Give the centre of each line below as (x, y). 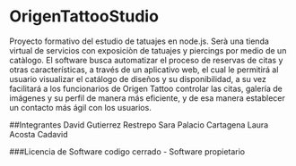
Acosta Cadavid (39, 134)
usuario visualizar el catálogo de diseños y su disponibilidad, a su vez (138, 79)
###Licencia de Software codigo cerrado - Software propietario (127, 151)
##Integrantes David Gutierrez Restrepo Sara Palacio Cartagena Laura (139, 124)
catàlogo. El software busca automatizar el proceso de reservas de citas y (146, 60)
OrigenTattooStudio (84, 17)
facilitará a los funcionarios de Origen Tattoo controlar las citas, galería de (146, 88)
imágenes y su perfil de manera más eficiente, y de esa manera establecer (147, 98)
